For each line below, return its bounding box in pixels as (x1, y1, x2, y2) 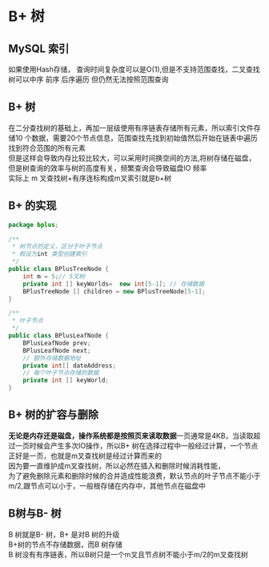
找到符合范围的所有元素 (8, 143, 86, 152)
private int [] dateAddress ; (22, 362, 116, 370)
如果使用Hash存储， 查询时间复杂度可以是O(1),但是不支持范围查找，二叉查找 (8, 65, 260, 74)
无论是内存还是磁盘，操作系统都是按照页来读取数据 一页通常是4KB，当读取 (8, 431, 254, 440)
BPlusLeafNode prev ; (22, 338, 91, 347)
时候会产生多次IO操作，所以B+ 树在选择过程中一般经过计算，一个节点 (29, 440, 259, 450)
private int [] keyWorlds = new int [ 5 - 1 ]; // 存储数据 (22, 280, 205, 288)
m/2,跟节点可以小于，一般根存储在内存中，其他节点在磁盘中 (8, 480, 206, 490)
